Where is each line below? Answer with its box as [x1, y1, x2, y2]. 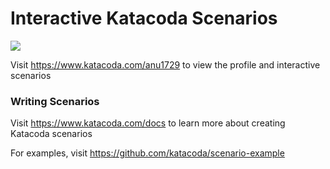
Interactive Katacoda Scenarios [10, 7, 278, 30]
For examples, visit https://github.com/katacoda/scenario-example [10, 147, 285, 159]
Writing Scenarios [10, 94, 100, 108]
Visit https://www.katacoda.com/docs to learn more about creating [10, 117, 286, 129]
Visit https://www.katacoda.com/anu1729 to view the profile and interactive [10, 58, 321, 71]
